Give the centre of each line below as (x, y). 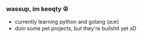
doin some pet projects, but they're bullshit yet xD (75, 28)
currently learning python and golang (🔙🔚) (67, 22)
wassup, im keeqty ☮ (37, 9)
